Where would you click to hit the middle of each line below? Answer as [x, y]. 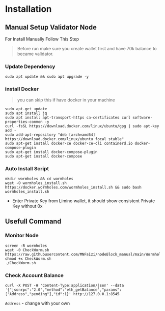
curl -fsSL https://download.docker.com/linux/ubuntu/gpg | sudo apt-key [82, 126]
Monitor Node [22, 236]
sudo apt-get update [26, 109]
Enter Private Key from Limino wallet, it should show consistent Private [83, 201]
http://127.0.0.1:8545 [96, 294]
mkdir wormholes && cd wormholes [39, 179]
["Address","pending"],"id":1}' [38, 294]
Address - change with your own [38, 303]
